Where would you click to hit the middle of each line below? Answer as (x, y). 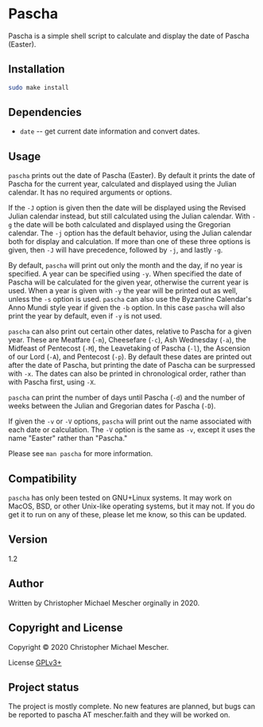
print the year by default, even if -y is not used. (85, 316)
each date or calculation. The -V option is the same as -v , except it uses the (132, 430)
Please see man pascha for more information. (81, 454)
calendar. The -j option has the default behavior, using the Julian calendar (130, 233)
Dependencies (45, 112)
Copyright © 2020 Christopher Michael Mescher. (89, 647)
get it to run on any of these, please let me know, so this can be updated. (128, 515)
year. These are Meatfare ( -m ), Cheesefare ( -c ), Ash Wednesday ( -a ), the (127, 340)
